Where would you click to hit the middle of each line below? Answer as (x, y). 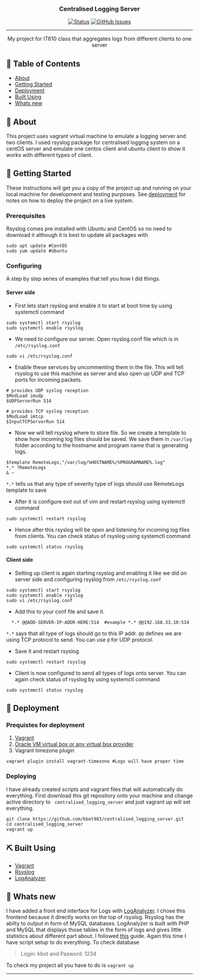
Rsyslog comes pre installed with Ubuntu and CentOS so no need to (89, 229)
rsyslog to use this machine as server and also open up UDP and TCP (99, 373)
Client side (20, 560)
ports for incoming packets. (48, 379)
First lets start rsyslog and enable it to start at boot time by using (94, 305)
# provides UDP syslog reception (47, 390)
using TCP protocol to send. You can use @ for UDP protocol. (80, 639)
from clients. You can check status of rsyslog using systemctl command (102, 536)
